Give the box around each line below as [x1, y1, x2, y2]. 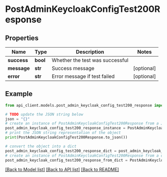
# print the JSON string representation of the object [5, 130, 121, 135]
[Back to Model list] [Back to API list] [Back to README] [5, 167, 119, 173]
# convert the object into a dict [5, 144, 77, 149]
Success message [51, 65, 94, 71]
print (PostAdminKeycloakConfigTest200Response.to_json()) [5, 135, 128, 140]
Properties [5, 34, 39, 42]
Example [5, 90, 33, 98]
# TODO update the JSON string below [5, 112, 83, 117]
